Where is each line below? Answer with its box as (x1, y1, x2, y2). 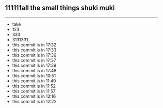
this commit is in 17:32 (12, 42, 57, 47)
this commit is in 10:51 (12, 73, 56, 78)
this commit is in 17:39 (12, 62, 57, 68)
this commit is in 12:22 (12, 98, 57, 104)
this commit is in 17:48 (12, 67, 57, 73)
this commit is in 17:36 (12, 52, 57, 58)
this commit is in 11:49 (12, 77, 56, 84)
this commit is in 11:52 (12, 83, 56, 89)
